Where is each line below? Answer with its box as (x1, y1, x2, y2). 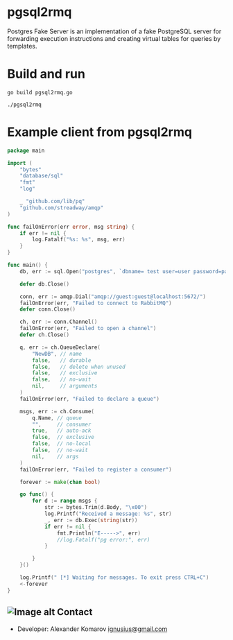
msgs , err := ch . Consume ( (19, 408, 95, 415)
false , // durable (32, 356, 92, 364)
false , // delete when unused (32, 363, 126, 370)
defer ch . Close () (19, 331, 70, 338)
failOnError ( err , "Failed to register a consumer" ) (19, 466, 172, 473)
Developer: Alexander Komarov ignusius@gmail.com (17, 625, 168, 633)
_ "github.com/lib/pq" (19, 198, 85, 205)
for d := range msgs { (32, 497, 98, 505)
